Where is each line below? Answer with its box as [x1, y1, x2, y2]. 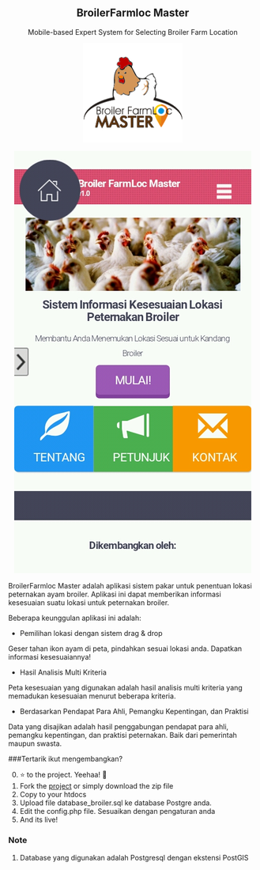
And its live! [19, 815, 58, 825]
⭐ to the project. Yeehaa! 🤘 [19, 770, 107, 780]
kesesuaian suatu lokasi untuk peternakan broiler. [8, 598, 170, 607]
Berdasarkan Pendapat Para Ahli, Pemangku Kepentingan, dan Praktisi [19, 707, 249, 717]
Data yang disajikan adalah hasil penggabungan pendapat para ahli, [8, 722, 229, 732]
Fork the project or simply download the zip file [19, 781, 174, 791]
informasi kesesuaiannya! [8, 652, 92, 662]
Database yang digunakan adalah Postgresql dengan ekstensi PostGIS [19, 853, 249, 862]
